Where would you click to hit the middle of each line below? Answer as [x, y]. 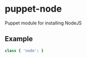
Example [19, 39]
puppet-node [33, 9]
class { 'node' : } [24, 51]
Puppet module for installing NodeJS [43, 23]
